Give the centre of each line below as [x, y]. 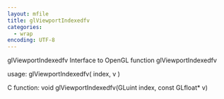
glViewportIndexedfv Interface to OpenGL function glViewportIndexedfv [112, 60]
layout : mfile [28, 14]
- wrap [23, 34]
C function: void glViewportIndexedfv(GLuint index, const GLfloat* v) [108, 88]
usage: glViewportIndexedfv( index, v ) [64, 74]
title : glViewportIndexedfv [49, 21]
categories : [25, 27]
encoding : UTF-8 [31, 40]
